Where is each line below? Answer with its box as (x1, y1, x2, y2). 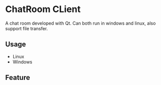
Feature (5, 73, 30, 82)
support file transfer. (5, 25, 48, 31)
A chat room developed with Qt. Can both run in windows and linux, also (5, 20, 156, 26)
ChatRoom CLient (5, 4, 81, 15)
